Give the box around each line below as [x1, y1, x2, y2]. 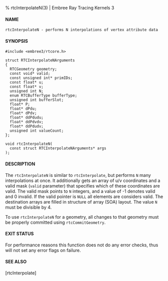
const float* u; [10, 80, 44, 85]
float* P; [10, 102, 30, 107]
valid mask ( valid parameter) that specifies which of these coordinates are [5, 182, 160, 189]
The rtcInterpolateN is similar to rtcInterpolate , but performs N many [5, 172, 151, 178]
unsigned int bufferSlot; [10, 98, 64, 103]
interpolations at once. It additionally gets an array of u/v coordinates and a [5, 177, 160, 183]
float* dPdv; [10, 111, 37, 116]
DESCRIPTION [5, 161, 36, 167]
